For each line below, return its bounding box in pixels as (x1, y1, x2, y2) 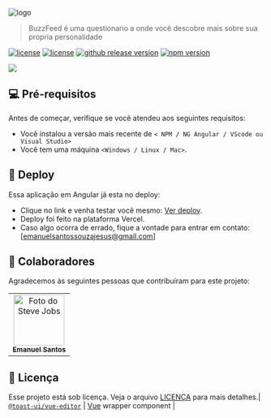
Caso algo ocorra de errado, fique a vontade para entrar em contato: (19, 222, 250, 232)
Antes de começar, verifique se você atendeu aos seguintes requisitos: (8, 113, 246, 123)
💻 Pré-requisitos (8, 88, 97, 101)
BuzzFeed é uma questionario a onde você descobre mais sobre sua (28, 24, 258, 32)
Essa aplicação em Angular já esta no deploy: (8, 189, 161, 199)
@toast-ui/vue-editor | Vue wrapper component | (8, 401, 176, 411)
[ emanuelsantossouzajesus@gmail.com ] (19, 231, 156, 241)
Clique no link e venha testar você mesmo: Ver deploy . (19, 205, 203, 215)
